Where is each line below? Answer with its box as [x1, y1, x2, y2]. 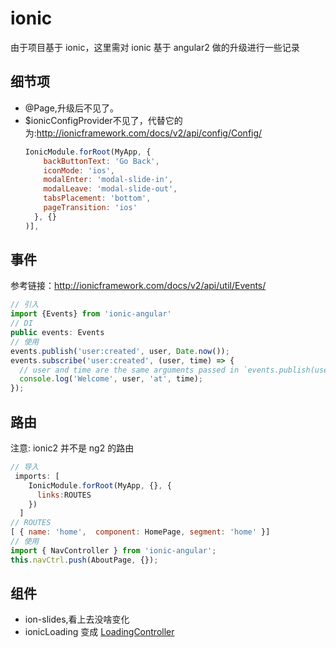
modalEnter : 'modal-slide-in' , [43, 175, 174, 185]
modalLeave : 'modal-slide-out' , [43, 184, 178, 194]
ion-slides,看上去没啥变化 [24, 613, 130, 626]
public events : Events [10, 328, 105, 338]
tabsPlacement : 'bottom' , [43, 193, 152, 204]
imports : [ [14, 471, 60, 481]
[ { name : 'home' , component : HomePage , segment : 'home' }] [10, 527, 271, 537]
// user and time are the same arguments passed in [19, 365, 240, 375]
